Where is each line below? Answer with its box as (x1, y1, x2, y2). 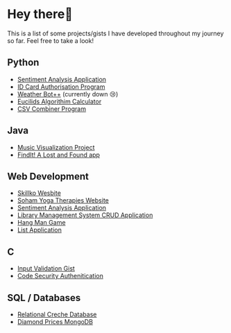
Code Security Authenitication (17, 272, 104, 280)
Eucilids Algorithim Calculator (17, 97, 102, 105)
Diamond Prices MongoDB (17, 318, 94, 325)
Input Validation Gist (17, 264, 75, 273)
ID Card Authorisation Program (17, 83, 105, 91)
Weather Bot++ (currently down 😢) (17, 89, 119, 98)
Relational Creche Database (17, 310, 97, 318)
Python (7, 57, 40, 69)
